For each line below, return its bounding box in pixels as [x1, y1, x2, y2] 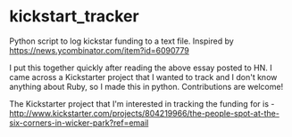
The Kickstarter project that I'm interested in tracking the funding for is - [9, 98, 275, 109]
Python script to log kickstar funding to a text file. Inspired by [9, 36, 234, 46]
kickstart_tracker [9, 6, 140, 27]
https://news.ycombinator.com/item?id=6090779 [9, 44, 189, 55]
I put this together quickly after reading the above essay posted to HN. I [9, 62, 272, 73]
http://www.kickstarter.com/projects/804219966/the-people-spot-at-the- [9, 108, 279, 118]
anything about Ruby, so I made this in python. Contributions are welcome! [9, 81, 284, 92]
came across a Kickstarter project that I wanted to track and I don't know [9, 71, 278, 82]
